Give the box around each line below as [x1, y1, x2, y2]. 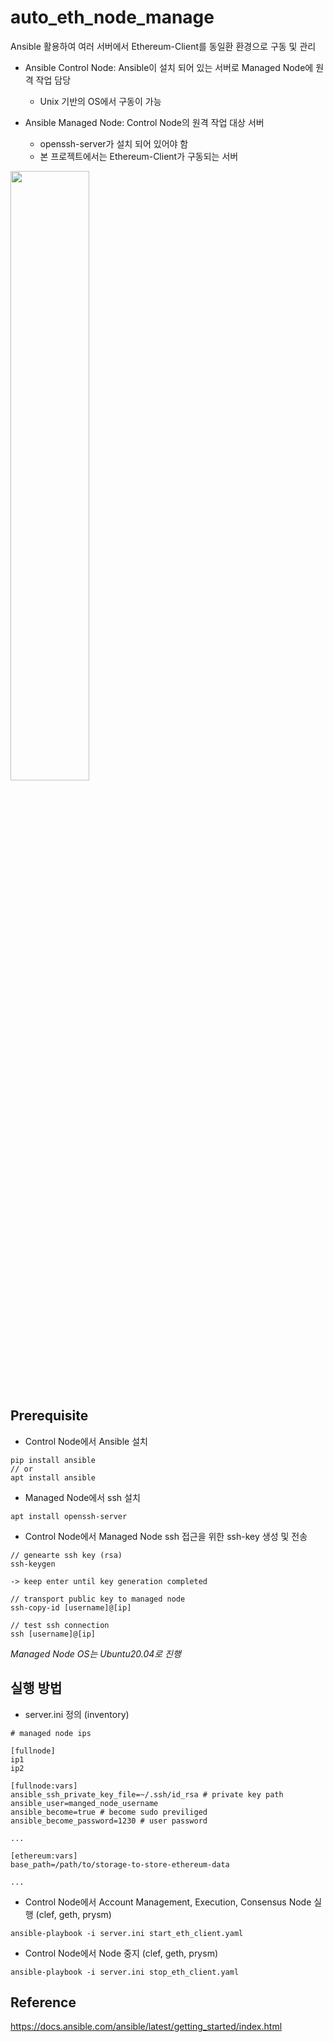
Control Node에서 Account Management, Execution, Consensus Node [24, 1896, 312, 1908]
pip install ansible [10, 1455, 97, 1465]
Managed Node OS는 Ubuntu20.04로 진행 [10, 1647, 182, 1660]
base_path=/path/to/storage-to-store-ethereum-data [10, 1859, 230, 1870]
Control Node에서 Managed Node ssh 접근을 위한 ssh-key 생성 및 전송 [24, 1530, 308, 1542]
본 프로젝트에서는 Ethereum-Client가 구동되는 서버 [39, 150, 239, 162]
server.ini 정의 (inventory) [24, 1708, 130, 1720]
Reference [10, 1994, 77, 2011]
